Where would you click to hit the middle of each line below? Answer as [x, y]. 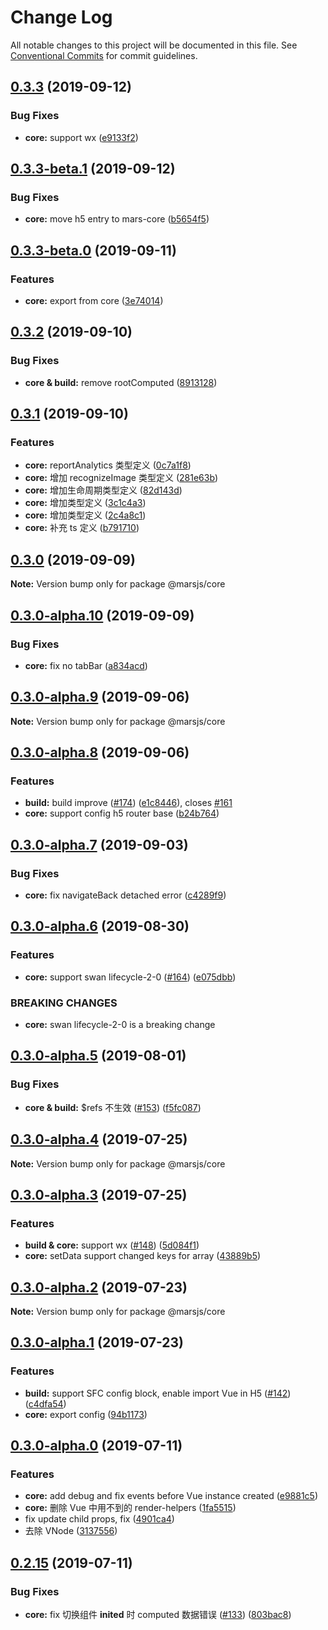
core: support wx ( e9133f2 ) [81, 137]
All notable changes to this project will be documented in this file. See [154, 45]
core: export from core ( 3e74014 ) [94, 300]
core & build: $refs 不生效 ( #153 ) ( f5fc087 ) [113, 1107]
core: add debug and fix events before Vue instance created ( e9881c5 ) [171, 1496]
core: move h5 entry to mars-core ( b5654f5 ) [117, 219]
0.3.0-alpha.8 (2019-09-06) [100, 752]
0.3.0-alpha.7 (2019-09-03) [99, 844]
